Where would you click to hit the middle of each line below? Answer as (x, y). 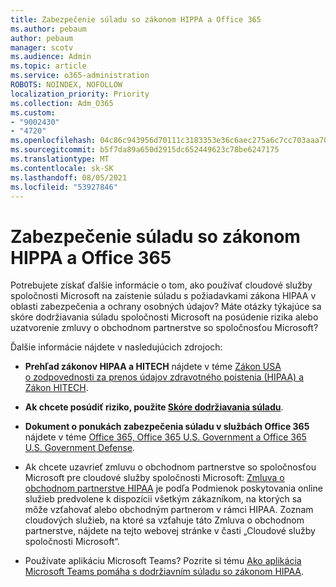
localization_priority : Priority (80, 94)
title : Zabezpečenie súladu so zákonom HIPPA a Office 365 (136, 19)
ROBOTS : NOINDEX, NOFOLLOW (66, 85)
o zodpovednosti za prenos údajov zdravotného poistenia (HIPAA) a (164, 377)
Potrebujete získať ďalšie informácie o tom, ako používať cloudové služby (161, 285)
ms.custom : (33, 112)
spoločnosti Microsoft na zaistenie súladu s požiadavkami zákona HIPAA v (163, 296)
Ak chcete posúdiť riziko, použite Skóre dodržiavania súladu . (154, 407)
